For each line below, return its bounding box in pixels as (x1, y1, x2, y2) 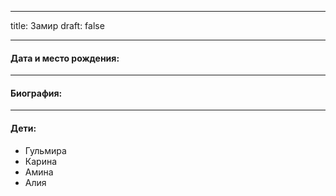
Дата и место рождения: (10, 52, 120, 64)
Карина (24, 155, 58, 167)
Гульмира (24, 144, 67, 156)
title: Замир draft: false (10, 20, 105, 31)
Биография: (10, 87, 63, 99)
